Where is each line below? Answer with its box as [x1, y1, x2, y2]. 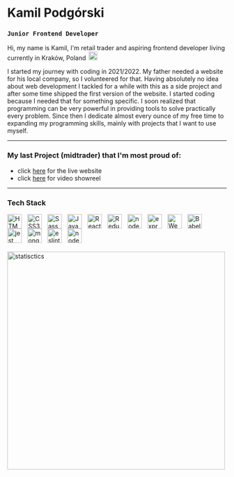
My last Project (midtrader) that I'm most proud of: [7, 151, 182, 160]
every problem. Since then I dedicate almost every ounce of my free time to [7, 112, 224, 120]
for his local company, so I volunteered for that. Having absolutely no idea [7, 75, 219, 83]
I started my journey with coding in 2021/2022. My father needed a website [7, 68, 224, 76]
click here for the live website [17, 166, 102, 175]
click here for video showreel [17, 174, 101, 182]
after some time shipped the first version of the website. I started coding [7, 89, 215, 98]
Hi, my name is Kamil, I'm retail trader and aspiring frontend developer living [7, 44, 225, 52]
